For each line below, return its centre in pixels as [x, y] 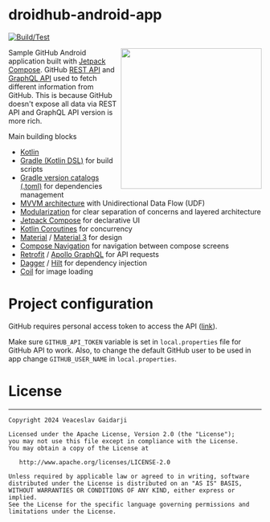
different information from [51, 87]
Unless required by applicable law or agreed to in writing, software [129, 476]
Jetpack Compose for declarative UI [80, 220]
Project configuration [81, 304]
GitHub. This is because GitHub [60, 95]
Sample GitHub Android [47, 52]
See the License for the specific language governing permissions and [129, 504]
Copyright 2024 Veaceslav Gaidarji [68, 420]
